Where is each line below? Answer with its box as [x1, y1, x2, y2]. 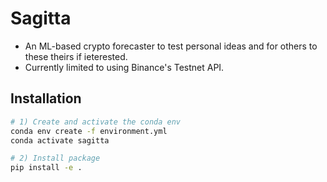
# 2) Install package [10, 153, 101, 164]
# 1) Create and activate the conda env [10, 117, 182, 127]
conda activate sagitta [10, 135, 110, 146]
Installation [10, 90, 82, 107]
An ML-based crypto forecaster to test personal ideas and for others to [24, 40, 318, 52]
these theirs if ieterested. [24, 50, 128, 62]
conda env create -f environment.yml [10, 126, 168, 136]
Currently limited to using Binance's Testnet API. [24, 61, 225, 73]
